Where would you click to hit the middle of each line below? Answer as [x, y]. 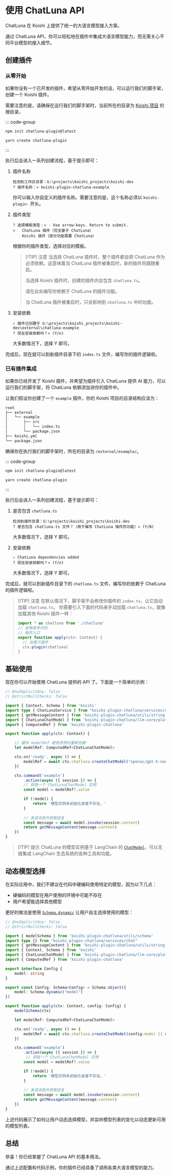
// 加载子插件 [36, 642]
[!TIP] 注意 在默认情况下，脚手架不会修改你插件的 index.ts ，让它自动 [90, 601]
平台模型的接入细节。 [32, 43]
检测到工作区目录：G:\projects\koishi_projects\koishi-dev [73, 182]
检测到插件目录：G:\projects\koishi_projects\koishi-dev [71, 522]
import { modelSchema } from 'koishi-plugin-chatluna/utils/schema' [79, 936]
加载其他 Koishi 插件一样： [46, 613]
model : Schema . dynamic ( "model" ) [49, 992]
